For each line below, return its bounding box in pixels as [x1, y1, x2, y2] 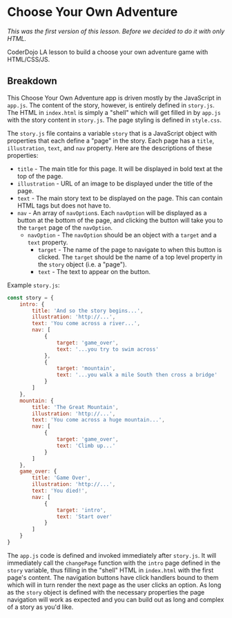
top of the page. [17, 172, 64, 180]
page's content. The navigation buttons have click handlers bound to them [7, 573, 219, 581]
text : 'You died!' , [32, 487, 88, 494]
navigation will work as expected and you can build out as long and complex [7, 595, 224, 603]
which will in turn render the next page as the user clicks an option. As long [7, 581, 222, 589]
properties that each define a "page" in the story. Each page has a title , [7, 136, 215, 145]
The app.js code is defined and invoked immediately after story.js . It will [7, 551, 217, 559]
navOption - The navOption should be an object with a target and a [27, 230, 217, 239]
